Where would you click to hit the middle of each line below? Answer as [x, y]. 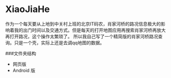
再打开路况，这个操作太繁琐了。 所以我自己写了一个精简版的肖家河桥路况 [82, 36]
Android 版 [24, 70]
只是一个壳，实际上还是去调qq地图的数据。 [59, 43]
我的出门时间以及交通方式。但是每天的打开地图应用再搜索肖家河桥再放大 [90, 30]
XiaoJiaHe [27, 9]
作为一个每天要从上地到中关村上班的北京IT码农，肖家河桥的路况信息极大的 [83, 24]
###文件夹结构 [21, 53]
